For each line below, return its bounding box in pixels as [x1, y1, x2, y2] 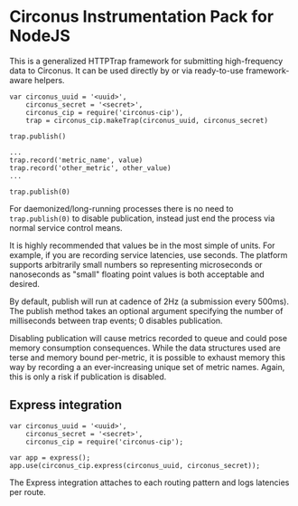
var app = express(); [9, 453, 91, 463]
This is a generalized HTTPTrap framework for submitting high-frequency [9, 55, 284, 66]
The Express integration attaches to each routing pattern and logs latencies [9, 477, 290, 488]
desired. [9, 278, 41, 289]
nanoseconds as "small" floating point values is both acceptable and [9, 269, 265, 280]
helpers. [34, 74, 65, 85]
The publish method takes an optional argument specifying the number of [9, 305, 284, 316]
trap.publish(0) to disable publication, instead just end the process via [9, 213, 275, 224]
